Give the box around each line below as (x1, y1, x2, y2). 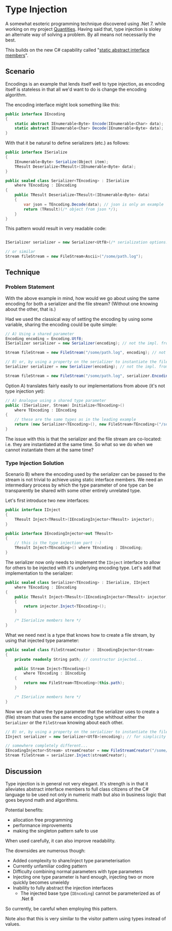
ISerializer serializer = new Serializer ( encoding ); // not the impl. (5, 341, 159, 346)
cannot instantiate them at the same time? (5, 447, 94, 453)
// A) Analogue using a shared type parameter (5, 398, 106, 403)
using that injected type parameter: (5, 637, 79, 643)
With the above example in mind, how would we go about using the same (5, 295, 160, 301)
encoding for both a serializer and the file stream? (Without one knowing (5, 300, 158, 307)
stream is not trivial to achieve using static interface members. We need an (5, 477, 163, 483)
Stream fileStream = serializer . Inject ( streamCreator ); (5, 753, 127, 758)
